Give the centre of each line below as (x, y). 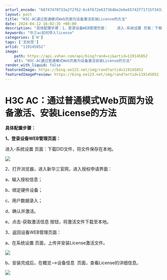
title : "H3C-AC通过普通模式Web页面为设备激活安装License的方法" (66, 19)
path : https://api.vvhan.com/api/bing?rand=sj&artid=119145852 (81, 56)
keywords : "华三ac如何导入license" (40, 33)
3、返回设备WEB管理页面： (33, 232)
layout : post (19, 14)
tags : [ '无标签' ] (22, 42)
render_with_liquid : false (33, 65)
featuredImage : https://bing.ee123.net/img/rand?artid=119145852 (74, 70)
